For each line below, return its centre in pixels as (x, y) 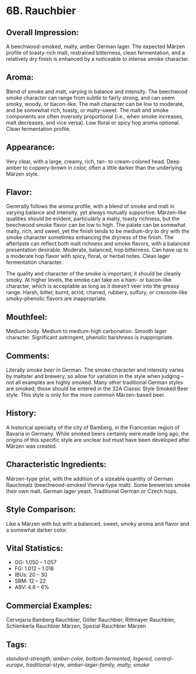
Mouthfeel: (27, 317)
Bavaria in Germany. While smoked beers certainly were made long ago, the (97, 433)
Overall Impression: (42, 33)
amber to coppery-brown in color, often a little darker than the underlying (94, 168)
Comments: (28, 356)
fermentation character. (35, 263)
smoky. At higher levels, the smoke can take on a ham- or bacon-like (89, 280)
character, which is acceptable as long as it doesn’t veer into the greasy (93, 286)
